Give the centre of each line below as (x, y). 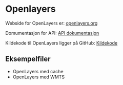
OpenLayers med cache (38, 71)
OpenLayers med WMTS (39, 77)
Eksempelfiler (28, 59)
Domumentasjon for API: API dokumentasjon (52, 33)
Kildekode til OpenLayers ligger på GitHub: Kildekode (61, 43)
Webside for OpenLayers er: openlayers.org (52, 23)
